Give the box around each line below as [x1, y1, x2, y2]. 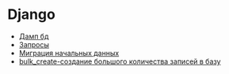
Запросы [18, 39, 49, 49]
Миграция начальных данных [18, 48, 120, 57]
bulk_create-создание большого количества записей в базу [18, 57, 221, 66]
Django [7, 6, 56, 24]
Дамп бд [18, 31, 49, 41]
